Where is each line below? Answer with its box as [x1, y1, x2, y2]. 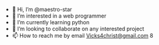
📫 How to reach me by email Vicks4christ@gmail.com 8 [12, 32, 154, 39]
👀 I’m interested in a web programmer [12, 12, 107, 19]
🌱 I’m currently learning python [12, 19, 90, 26]
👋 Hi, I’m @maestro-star [12, 6, 72, 13]
